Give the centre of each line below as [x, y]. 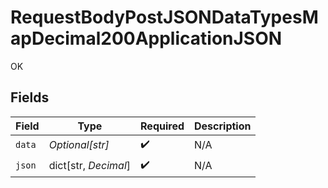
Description [223, 126]
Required [162, 126]
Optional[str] [79, 145]
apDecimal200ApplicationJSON [146, 38]
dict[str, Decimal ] [90, 166]
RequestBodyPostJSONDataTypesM [164, 17]
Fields [30, 97]
